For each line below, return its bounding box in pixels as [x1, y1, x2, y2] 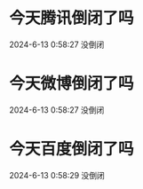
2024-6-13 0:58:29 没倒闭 [9, 169, 105, 180]
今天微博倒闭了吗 [9, 74, 135, 94]
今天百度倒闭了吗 [9, 139, 135, 160]
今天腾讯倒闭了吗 [9, 8, 135, 28]
